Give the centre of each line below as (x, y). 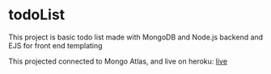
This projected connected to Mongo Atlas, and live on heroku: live (118, 61)
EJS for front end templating (55, 45)
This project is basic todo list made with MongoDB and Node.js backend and (136, 37)
